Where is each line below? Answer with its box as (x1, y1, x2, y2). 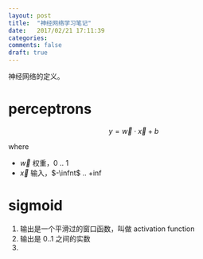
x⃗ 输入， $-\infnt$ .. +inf (19, 168, 102, 178)
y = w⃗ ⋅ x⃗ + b (108, 126, 159, 135)
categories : (8, 33, 48, 42)
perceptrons (8, 100, 92, 118)
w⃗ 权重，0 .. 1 (19, 158, 69, 167)
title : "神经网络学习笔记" (8, 19, 92, 27)
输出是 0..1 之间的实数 (19, 233, 91, 243)
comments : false (8, 41, 62, 49)
